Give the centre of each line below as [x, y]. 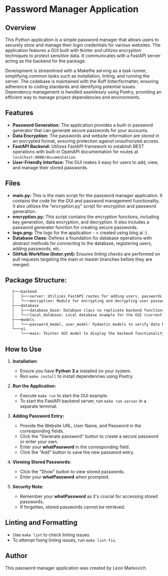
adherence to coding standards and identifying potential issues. [71, 87]
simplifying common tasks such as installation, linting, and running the [77, 76]
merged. [21, 264]
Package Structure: [36, 280]
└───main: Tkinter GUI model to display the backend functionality [92, 334]
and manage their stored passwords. [50, 167]
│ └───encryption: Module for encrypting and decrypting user [80, 301]
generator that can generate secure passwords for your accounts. [80, 130]
